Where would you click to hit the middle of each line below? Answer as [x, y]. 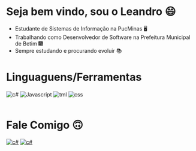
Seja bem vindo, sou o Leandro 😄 [91, 12]
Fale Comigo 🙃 [45, 125]
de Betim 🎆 [29, 43]
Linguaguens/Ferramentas [74, 77]
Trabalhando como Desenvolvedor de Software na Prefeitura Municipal [102, 37]
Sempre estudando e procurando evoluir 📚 [68, 50]
